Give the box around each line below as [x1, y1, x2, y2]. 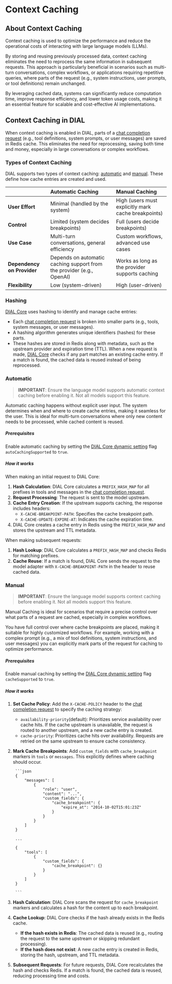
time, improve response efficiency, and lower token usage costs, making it [5, 96, 162, 102]
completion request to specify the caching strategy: [12, 706, 122, 712]
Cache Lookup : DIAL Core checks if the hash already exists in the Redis [12, 914, 165, 920]
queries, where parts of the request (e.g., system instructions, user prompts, [5, 75, 166, 81]
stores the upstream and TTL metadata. [12, 527, 97, 533]
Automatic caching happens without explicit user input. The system [5, 402, 147, 408]
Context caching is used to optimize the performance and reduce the [5, 37, 151, 44]
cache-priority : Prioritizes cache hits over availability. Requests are [20, 732, 164, 739]
